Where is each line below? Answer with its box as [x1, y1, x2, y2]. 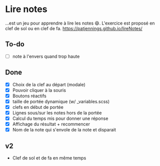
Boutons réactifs [12, 93, 46, 99]
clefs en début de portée [12, 104, 63, 110]
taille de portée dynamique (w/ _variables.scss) [12, 98, 110, 104]
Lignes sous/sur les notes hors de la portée [12, 109, 102, 116]
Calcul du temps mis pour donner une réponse [12, 115, 108, 121]
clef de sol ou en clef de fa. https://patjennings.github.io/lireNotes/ [5, 25, 142, 31]
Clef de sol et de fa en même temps [12, 155, 86, 161]
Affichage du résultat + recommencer [12, 121, 90, 127]
